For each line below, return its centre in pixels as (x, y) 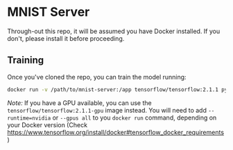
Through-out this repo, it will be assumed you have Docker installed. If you (114, 31)
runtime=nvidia (29, 118)
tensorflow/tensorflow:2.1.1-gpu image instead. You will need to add (107, 110)
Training (26, 60)
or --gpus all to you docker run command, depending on (135, 118)
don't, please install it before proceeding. (66, 38)
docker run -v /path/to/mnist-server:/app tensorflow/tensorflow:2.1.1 (113, 90)
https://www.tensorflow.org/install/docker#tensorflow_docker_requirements (115, 132)
